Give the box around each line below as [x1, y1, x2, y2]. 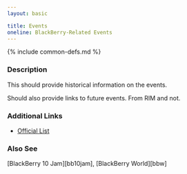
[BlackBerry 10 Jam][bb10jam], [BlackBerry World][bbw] [7, 160, 167, 168]
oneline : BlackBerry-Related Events [7, 29, 112, 36]
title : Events [7, 22, 48, 30]
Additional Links [7, 111, 63, 120]
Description [7, 65, 48, 74]
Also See [7, 144, 38, 153]
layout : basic [7, 10, 48, 17]
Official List [17, 127, 50, 135]
